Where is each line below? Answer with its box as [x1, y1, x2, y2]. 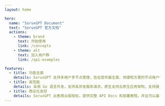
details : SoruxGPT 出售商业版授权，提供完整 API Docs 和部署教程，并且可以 [13, 93, 156, 98]
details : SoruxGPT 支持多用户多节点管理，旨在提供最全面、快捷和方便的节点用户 [13, 75, 160, 80]
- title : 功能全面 [9, 71, 44, 76]
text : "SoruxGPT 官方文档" [9, 25, 62, 30]
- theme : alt [13, 48, 40, 53]
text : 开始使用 [17, 39, 46, 44]
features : [4, 66, 25, 71]
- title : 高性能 [9, 79, 40, 85]
